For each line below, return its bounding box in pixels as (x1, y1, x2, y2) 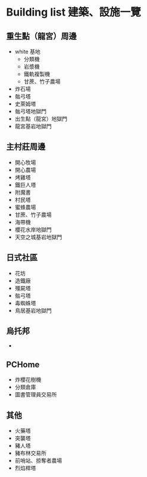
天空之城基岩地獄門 (14, 233, 62, 241)
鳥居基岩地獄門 (14, 307, 52, 314)
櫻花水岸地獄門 (14, 226, 52, 233)
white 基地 (14, 48, 40, 55)
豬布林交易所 (14, 450, 46, 457)
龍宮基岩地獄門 (14, 123, 52, 130)
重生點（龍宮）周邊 (6, 31, 77, 41)
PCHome (6, 359, 40, 370)
